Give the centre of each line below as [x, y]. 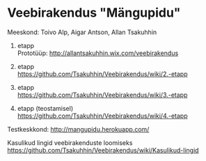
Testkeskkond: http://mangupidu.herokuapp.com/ [78, 129]
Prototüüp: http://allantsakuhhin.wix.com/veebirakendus [98, 53]
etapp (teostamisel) [45, 108]
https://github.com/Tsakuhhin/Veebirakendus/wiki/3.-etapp [102, 95]
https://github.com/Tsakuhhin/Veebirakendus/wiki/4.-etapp [102, 116]
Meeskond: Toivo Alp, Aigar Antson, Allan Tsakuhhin [82, 32]
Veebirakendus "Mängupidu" [94, 13]
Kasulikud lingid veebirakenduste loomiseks [70, 143]
